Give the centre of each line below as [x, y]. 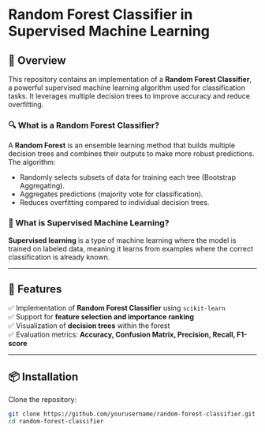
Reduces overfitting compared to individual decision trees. [114, 203]
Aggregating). [42, 186]
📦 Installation [43, 376]
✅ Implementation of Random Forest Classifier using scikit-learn [117, 308]
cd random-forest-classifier [56, 422]
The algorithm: [32, 162]
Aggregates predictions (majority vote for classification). [111, 194]
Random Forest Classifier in [101, 15]
